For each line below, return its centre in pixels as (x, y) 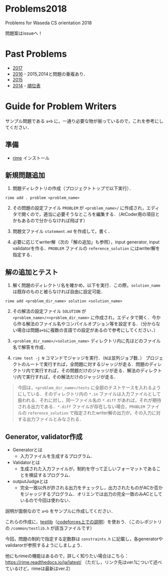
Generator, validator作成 (44, 437)
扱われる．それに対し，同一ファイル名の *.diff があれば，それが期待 (89, 400)
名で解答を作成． (30, 347)
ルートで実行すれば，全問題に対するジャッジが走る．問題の (88, 364)
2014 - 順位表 (27, 85)
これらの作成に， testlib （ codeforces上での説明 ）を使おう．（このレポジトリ (84, 522)
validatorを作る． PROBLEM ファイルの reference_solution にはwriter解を (86, 249)
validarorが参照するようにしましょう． (45, 545)
